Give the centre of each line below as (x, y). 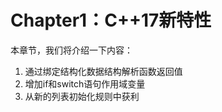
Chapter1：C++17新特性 (111, 20)
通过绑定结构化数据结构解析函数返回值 (103, 71)
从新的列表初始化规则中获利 (82, 96)
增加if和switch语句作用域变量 (85, 83)
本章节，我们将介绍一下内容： (71, 50)
